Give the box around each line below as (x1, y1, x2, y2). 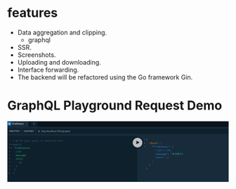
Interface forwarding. (17, 65, 79, 74)
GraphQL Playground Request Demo (7, 98, 223, 114)
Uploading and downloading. (17, 58, 102, 66)
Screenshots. (17, 51, 56, 59)
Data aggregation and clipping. (17, 28, 107, 37)
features (7, 5, 58, 21)
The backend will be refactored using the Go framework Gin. (17, 72, 193, 82)
